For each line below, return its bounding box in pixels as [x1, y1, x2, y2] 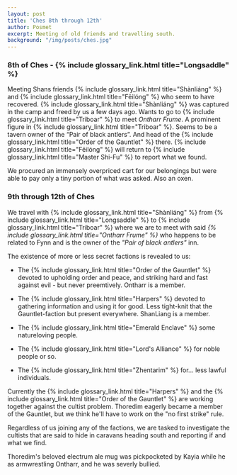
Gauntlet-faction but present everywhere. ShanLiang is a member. [17, 309, 211, 318]
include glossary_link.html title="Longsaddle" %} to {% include [7, 216, 190, 224]
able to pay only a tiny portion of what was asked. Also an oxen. [7, 174, 193, 183]
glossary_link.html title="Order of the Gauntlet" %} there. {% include [7, 138, 207, 146]
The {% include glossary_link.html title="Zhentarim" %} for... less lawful [17, 366, 226, 374]
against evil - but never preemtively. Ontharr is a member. [17, 281, 186, 289]
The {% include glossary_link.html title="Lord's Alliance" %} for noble [17, 345, 221, 353]
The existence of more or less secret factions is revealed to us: [7, 252, 191, 260]
